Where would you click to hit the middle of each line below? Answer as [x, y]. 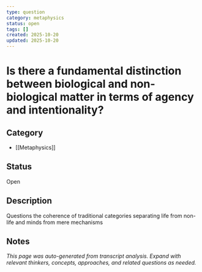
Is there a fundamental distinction [94, 71]
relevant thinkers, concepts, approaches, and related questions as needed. [101, 263]
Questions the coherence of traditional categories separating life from [94, 216]
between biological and [67, 84]
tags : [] [17, 29]
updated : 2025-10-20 [33, 41]
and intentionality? [55, 110]
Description [29, 201]
